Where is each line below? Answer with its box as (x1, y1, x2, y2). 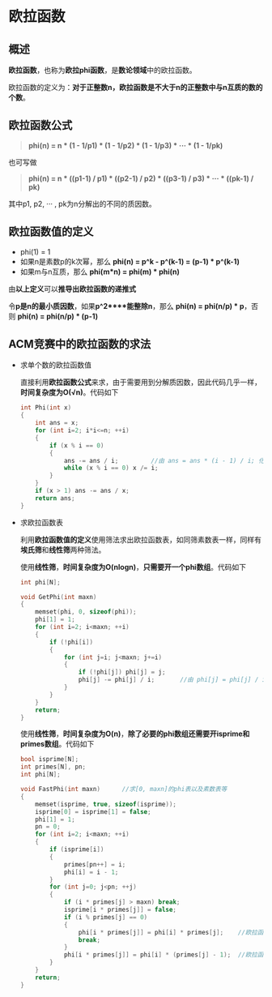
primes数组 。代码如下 (19, 739, 95, 749)
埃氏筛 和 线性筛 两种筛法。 (19, 545, 106, 554)
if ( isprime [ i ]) (49, 845, 104, 854)
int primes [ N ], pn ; (19, 763, 87, 771)
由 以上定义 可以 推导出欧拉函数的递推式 (8, 284, 136, 293)
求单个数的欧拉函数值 (19, 360, 91, 370)
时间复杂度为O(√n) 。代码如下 (19, 387, 119, 397)
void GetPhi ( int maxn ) (19, 593, 97, 601)
